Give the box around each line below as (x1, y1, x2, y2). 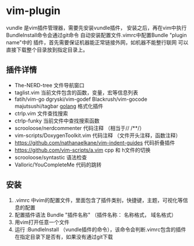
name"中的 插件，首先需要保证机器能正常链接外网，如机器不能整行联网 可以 (6, 39, 189, 46)
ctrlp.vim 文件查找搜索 (14, 110, 68, 117)
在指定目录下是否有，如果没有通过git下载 (14, 233, 113, 240)
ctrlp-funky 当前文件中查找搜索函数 (14, 117, 100, 124)
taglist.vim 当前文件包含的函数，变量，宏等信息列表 (14, 89, 138, 96)
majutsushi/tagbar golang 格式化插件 (14, 102, 103, 110)
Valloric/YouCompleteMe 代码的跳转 (14, 161, 102, 168)
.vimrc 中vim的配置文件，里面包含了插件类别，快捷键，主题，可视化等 (14, 196, 183, 203)
